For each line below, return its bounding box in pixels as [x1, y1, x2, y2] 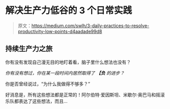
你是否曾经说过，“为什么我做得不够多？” [5, 80, 91, 87]
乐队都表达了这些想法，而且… [5, 98, 68, 104]
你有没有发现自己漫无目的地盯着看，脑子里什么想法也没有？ [5, 59, 131, 65]
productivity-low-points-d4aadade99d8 [17, 28, 102, 34]
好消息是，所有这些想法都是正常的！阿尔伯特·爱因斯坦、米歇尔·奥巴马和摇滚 [5, 92, 165, 98]
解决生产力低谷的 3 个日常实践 [5, 5, 132, 16]
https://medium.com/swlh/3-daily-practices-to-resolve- [31, 23, 150, 29]
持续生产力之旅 [5, 45, 53, 53]
